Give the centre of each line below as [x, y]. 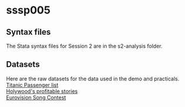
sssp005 [28, 10]
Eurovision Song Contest [36, 97]
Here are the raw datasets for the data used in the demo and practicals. [93, 78]
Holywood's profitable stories [42, 91]
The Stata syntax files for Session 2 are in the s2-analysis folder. [85, 46]
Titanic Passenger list [32, 85]
